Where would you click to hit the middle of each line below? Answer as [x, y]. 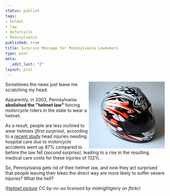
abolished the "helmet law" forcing [42, 105]
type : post [17, 53]
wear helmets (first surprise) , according [47, 131]
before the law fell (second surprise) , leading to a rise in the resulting [77, 152]
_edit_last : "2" [27, 64]
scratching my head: [27, 90]
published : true [22, 43]
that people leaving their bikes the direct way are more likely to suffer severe [85, 173]
